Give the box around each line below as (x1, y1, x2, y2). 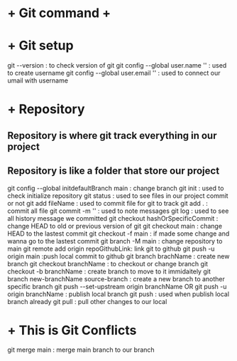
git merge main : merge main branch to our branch (7, 345, 155, 354)
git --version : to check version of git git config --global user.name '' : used (7, 61, 227, 70)
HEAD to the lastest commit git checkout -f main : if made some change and (7, 229, 230, 238)
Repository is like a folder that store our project (7, 165, 220, 177)
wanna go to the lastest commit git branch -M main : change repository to (7, 236, 223, 245)
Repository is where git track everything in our (7, 130, 217, 142)
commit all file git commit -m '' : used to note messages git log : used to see (7, 206, 229, 215)
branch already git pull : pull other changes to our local (7, 297, 167, 305)
